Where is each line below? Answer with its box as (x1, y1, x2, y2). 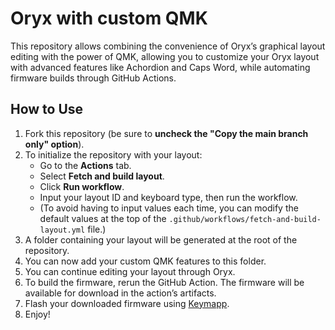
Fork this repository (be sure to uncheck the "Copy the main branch (24, 127, 309, 139)
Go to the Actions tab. (39, 159, 132, 171)
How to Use (10, 101, 84, 118)
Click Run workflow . (39, 180, 125, 192)
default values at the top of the (39, 212, 167, 224)
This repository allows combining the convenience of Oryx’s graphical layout (10, 40, 326, 52)
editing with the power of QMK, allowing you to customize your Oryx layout (10, 50, 320, 62)
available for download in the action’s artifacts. (24, 287, 217, 299)
